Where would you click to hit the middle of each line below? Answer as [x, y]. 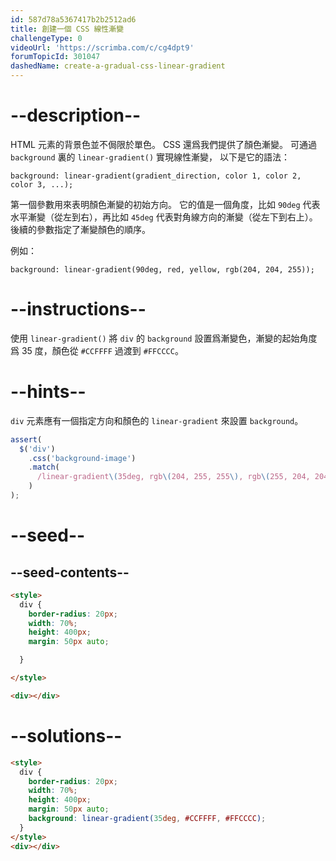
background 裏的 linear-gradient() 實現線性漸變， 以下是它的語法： [150, 157]
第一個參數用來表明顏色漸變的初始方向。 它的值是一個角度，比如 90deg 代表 [165, 204]
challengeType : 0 [46, 38]
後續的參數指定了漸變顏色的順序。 [80, 229]
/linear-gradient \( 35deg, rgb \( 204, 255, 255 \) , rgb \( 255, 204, [173, 477]
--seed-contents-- [70, 572]
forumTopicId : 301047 [55, 57]
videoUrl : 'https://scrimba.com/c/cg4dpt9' [102, 47]
